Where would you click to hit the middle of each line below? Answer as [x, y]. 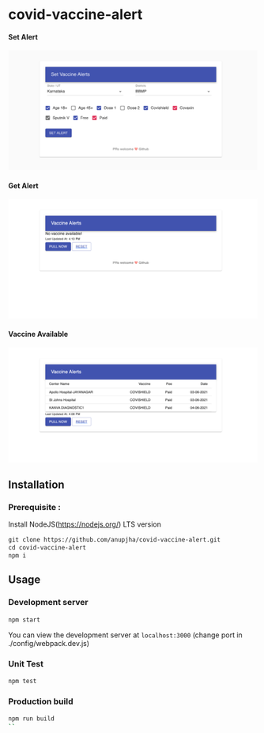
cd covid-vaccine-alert [47, 548]
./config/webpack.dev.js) [49, 643]
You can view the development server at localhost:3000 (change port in [125, 635]
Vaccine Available [38, 334]
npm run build [32, 719]
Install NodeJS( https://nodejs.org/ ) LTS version [85, 524]
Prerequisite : [35, 507]
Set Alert [23, 36]
